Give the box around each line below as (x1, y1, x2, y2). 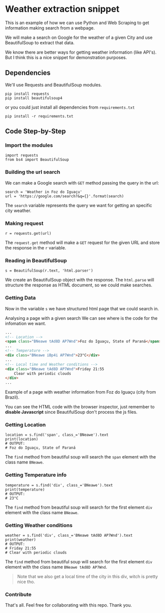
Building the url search (5, 169, 60, 176)
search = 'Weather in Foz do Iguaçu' (5, 189, 82, 194)
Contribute (5, 591, 32, 598)
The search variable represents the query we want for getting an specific (5, 202, 152, 208)
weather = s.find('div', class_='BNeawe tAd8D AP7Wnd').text (5, 533, 133, 538)
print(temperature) (5, 487, 45, 492)
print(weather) (5, 537, 36, 542)
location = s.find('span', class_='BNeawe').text (5, 432, 109, 437)
